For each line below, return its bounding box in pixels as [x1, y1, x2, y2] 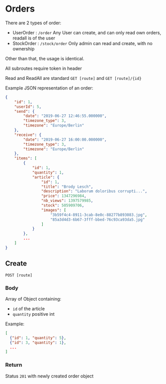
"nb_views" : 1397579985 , [41, 198, 94, 203]
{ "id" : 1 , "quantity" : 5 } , [10, 335, 66, 340]
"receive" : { [14, 132, 42, 137]
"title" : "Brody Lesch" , [41, 184, 94, 189]
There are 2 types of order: [5, 20, 61, 26]
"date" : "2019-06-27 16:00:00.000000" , [23, 137, 107, 142]
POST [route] [5, 273, 33, 278]
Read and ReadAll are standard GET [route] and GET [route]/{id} [5, 75, 142, 81]
